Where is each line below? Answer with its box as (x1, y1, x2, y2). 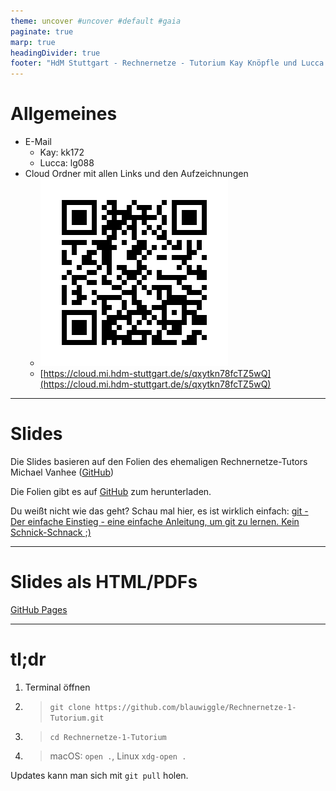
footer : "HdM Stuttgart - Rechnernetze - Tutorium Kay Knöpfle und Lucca (10, 58, 325, 69)
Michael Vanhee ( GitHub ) (10, 466, 115, 478)
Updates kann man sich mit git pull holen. (10, 769, 189, 781)
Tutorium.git (49, 713, 105, 723)
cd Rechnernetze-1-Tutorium (49, 732, 167, 742)
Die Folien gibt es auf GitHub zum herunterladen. (10, 486, 212, 497)
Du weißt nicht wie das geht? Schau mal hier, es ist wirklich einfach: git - (10, 505, 309, 517)
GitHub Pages (10, 603, 68, 615)
